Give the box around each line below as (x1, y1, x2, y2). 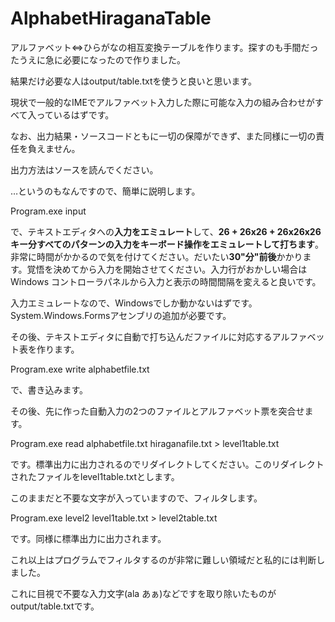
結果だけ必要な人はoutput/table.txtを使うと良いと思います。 (10, 75, 258, 87)
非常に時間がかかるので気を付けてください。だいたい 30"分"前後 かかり (10, 250, 303, 262)
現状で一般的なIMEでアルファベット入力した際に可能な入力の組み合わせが (10, 96, 315, 108)
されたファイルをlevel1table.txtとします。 (10, 470, 180, 482)
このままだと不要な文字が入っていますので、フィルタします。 (10, 492, 263, 504)
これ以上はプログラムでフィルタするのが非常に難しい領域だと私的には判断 (10, 553, 317, 566)
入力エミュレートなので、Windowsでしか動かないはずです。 (10, 297, 258, 309)
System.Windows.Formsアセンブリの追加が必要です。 (10, 309, 232, 321)
